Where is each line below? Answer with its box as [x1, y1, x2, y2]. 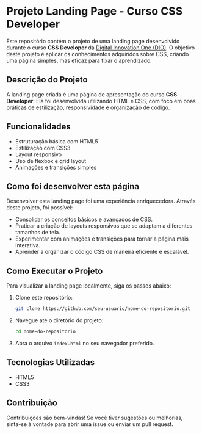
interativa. [15, 242, 41, 249]
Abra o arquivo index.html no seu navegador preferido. [15, 339, 154, 347]
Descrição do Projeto [6, 74, 88, 85]
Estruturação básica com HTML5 [15, 137, 99, 145]
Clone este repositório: [15, 294, 73, 302]
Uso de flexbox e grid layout [15, 157, 87, 164]
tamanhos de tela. [15, 229, 61, 236]
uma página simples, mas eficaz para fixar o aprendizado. [6, 57, 153, 64]
